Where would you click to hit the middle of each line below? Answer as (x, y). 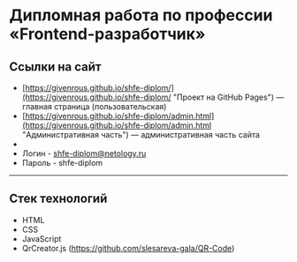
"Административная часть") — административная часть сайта (141, 135)
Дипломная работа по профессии (141, 15)
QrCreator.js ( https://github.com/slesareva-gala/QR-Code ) (128, 248)
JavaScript (42, 238)
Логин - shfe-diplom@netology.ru (84, 153)
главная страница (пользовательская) (94, 106)
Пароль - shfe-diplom (62, 163)
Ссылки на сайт (55, 67)
